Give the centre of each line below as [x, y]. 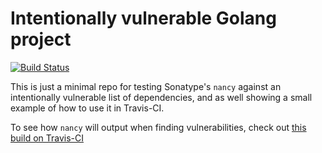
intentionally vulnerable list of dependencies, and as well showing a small [161, 97]
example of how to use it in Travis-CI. [87, 108]
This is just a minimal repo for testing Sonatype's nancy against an [146, 86]
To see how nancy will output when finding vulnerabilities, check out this [158, 127]
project [41, 39]
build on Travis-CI [47, 138]
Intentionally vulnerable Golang [143, 18]
